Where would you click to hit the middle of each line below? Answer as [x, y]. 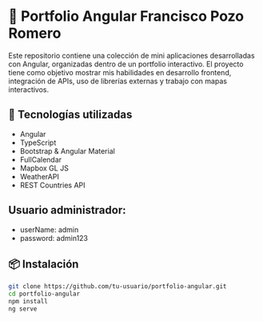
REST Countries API [52, 185]
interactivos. [29, 89]
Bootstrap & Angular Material [68, 150]
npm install [28, 302]
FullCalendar [41, 159]
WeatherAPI [40, 176]
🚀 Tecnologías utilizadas [70, 115]
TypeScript [38, 142]
